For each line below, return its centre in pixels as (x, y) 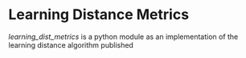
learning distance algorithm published (71, 44)
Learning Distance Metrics (99, 15)
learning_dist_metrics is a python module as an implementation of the (123, 37)
